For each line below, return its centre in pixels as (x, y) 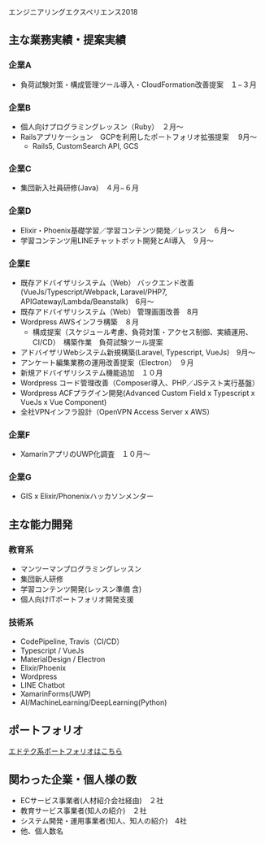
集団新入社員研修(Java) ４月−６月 (80, 188)
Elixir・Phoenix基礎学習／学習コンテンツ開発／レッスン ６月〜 (127, 230)
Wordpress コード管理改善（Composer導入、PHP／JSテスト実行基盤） (140, 382)
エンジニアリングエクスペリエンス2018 (73, 12)
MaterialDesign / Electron (63, 659)
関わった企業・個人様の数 (72, 779)
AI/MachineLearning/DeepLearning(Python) (93, 702)
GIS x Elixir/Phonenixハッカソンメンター (87, 496)
